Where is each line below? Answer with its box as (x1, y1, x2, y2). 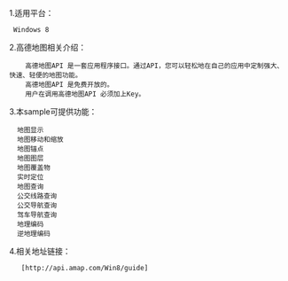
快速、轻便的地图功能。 (9, 71, 82, 80)
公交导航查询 (17, 201, 58, 210)
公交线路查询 (17, 191, 58, 200)
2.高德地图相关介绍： (9, 43, 87, 52)
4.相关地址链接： (9, 246, 71, 256)
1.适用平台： (9, 8, 54, 18)
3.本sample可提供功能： (9, 106, 97, 117)
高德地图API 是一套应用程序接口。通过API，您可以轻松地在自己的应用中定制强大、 (25, 61, 284, 70)
